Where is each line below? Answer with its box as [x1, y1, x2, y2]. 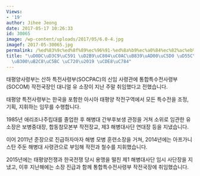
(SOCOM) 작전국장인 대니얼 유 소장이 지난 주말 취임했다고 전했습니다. [6, 83, 168, 90]
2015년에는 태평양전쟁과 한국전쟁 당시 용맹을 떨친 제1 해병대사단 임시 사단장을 [6, 156, 187, 163]
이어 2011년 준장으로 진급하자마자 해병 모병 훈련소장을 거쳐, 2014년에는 [6, 136, 172, 143]
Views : [6, 8, 23, 15]
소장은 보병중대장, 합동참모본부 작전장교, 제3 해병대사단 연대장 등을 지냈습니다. [6, 123, 189, 130]
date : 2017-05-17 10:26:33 [6, 25, 73, 32]
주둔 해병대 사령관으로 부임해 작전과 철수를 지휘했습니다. [17, 143, 148, 150]
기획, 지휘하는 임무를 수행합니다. [6, 103, 82, 110]
